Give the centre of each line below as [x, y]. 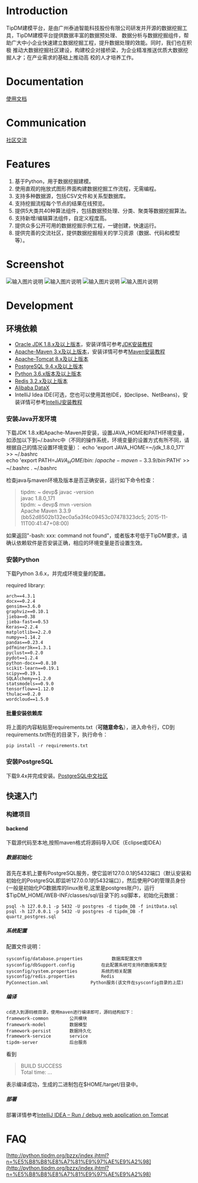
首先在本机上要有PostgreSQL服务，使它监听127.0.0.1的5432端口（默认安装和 [99, 873]
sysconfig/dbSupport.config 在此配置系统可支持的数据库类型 [87, 965]
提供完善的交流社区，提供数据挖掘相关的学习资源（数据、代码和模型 [97, 233]
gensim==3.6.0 [24, 607]
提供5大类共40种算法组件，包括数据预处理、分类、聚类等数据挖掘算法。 [102, 211]
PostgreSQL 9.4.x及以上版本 [49, 366]
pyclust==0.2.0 [25, 653]
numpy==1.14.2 [24, 637]
